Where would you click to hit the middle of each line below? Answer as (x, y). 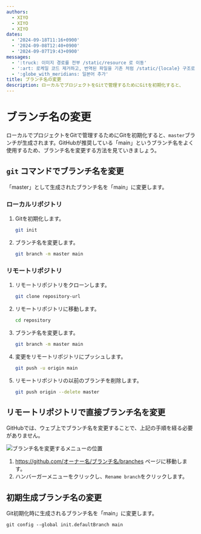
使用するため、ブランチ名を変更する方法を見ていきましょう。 (83, 150)
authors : (17, 12)
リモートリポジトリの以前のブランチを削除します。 (78, 380)
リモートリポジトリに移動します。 (57, 309)
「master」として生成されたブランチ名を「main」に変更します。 (87, 187)
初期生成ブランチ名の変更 (54, 497)
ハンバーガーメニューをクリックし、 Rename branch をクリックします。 (101, 476)
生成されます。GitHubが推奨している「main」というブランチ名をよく (108, 143)
